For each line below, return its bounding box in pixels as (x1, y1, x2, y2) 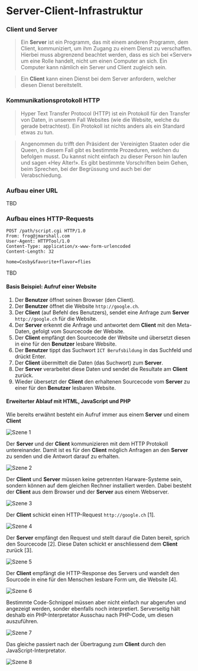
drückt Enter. (14, 353, 46, 360)
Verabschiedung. (20, 172, 63, 179)
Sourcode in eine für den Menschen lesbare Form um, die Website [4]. (6, 576, 178, 583)
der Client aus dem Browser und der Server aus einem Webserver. (6, 488, 170, 495)
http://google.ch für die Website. (14, 315, 98, 322)
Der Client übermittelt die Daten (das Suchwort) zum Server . (14, 359, 164, 366)
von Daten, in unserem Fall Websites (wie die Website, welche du (20, 116, 180, 123)
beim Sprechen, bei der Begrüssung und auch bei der (20, 165, 152, 172)
